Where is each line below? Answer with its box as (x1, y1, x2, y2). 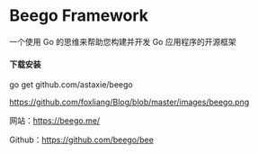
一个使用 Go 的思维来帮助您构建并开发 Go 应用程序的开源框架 (9, 36, 236, 47)
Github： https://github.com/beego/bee (9, 134, 155, 145)
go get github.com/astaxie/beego (9, 79, 133, 90)
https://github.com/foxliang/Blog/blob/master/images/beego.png (9, 96, 250, 108)
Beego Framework (9, 5, 149, 26)
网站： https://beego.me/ (9, 115, 101, 126)
